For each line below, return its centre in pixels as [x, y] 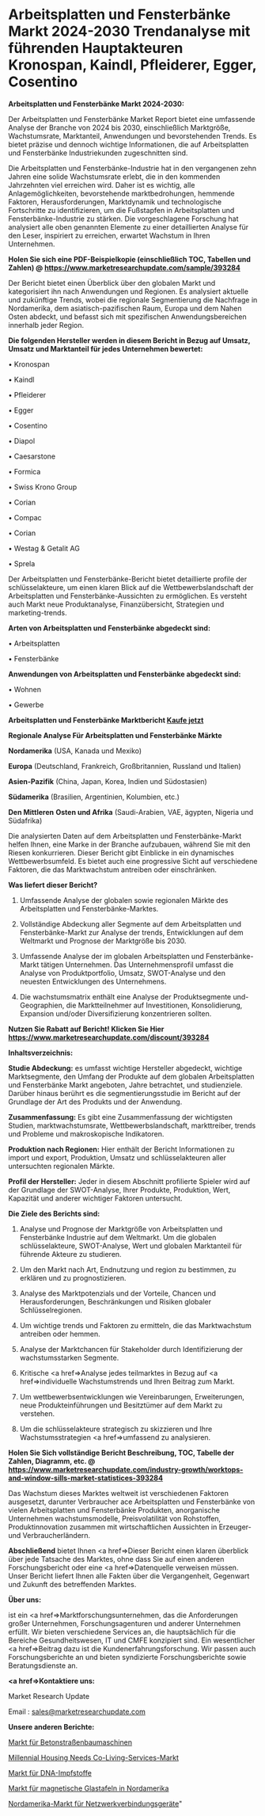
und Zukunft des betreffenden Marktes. [72, 1584]
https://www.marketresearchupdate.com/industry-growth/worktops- [126, 1469]
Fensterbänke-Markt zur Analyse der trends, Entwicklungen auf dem [131, 932]
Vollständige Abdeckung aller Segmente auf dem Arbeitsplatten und [131, 923]
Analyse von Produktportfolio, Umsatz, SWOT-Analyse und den [123, 973]
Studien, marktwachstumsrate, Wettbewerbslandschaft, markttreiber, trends [132, 1125]
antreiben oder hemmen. [60, 1334]
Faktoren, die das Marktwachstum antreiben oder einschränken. [113, 870]
